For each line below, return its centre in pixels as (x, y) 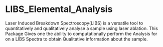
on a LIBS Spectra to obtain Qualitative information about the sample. (76, 39)
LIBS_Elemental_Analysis (59, 9)
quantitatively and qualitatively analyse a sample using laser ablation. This (81, 28)
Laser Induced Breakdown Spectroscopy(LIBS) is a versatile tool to (74, 23)
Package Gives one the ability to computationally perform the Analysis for (81, 33)
